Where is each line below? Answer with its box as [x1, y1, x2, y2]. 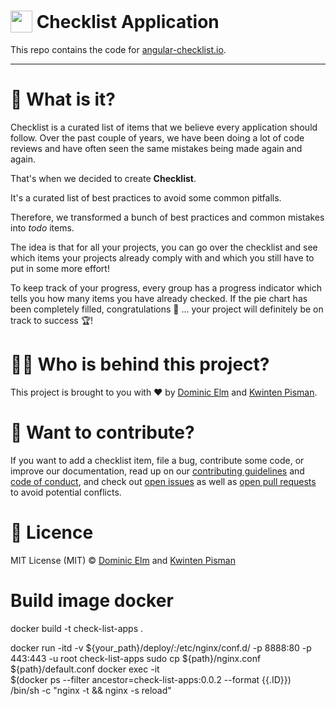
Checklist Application [36, 11, 220, 34]
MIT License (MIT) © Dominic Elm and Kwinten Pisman [10, 554, 236, 566]
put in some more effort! [10, 262, 110, 274]
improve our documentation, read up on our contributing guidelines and [10, 465, 305, 477]
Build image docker [10, 589, 174, 612]
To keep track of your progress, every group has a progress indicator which [10, 281, 322, 294]
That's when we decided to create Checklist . [10, 172, 197, 184]
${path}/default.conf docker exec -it [10, 663, 160, 675]
